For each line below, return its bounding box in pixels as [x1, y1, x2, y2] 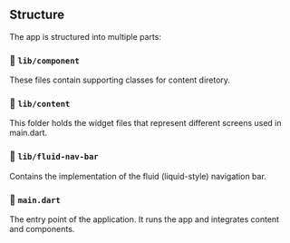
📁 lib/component [9, 53, 80, 66]
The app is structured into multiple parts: [9, 31, 161, 42]
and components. [9, 224, 75, 234]
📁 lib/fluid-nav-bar [9, 150, 99, 162]
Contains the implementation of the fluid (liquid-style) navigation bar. [9, 170, 267, 181]
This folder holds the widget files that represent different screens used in [9, 118, 283, 129]
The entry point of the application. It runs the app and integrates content [9, 214, 279, 225]
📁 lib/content [9, 97, 71, 110]
